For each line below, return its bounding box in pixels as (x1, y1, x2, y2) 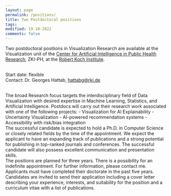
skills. (5, 152, 17, 158)
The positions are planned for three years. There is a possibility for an (5, 158, 153, 164)
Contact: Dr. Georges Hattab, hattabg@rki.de (5, 77, 101, 83)
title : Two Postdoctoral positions (5, 17, 82, 22)
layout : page (5, 7, 33, 13)
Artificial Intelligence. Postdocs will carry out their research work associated (5, 103, 166, 109)
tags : (5, 21, 17, 27)
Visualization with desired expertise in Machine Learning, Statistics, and (5, 98, 158, 104)
